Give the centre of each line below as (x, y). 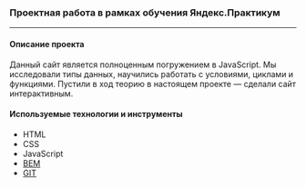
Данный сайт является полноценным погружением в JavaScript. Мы (143, 64)
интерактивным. (41, 93)
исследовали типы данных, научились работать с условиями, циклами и (152, 74)
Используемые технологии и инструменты (96, 114)
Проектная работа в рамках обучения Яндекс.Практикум (145, 13)
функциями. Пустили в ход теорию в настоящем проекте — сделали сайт (153, 84)
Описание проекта (47, 44)
